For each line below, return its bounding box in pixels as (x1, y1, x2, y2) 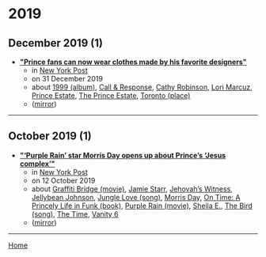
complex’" (19, 159, 55, 168)
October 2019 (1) (8, 130, 93, 143)
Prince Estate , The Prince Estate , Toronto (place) (31, 91, 191, 100)
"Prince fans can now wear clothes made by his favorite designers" (19, 57, 247, 66)
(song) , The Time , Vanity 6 (31, 209, 119, 218)
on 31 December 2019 (31, 74, 103, 83)
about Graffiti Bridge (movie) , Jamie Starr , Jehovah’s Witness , (31, 183, 234, 194)
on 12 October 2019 (31, 176, 96, 185)
